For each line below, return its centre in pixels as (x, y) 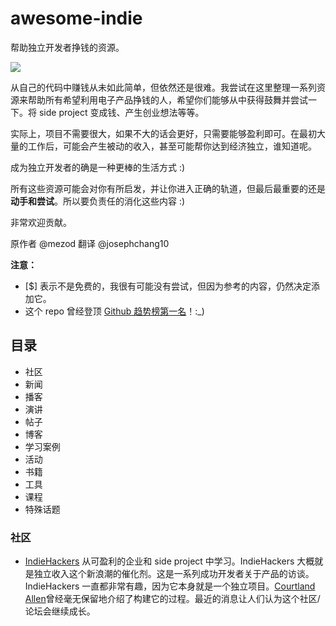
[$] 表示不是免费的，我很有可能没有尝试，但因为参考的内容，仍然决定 (168, 286)
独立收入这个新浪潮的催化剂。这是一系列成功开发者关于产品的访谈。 (174, 574)
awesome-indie (76, 18)
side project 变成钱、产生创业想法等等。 (121, 112)
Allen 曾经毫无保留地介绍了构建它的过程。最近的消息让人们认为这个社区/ (172, 599)
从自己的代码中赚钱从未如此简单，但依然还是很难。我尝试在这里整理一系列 (163, 87)
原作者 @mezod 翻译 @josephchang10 (90, 243)
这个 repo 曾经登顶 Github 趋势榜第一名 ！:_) (114, 311)
